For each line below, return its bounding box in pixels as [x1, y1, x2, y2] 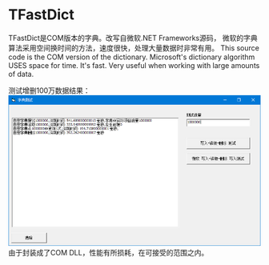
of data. [8, 69, 34, 78]
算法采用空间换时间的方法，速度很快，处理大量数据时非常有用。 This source [8, 42, 260, 53]
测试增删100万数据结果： [8, 86, 90, 95]
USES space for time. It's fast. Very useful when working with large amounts [8, 60, 260, 70]
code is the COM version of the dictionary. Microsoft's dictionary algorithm [8, 52, 255, 62]
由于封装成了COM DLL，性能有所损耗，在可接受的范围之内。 [8, 248, 209, 258]
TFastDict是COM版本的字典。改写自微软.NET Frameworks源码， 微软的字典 [8, 33, 258, 42]
